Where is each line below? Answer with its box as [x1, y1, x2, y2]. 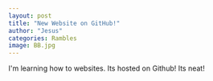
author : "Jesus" [8, 26, 63, 34]
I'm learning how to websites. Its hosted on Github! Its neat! [8, 63, 205, 73]
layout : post [8, 11, 52, 20]
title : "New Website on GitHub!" [8, 19, 121, 27]
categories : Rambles [8, 34, 78, 43]
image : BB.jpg [8, 42, 56, 50]
